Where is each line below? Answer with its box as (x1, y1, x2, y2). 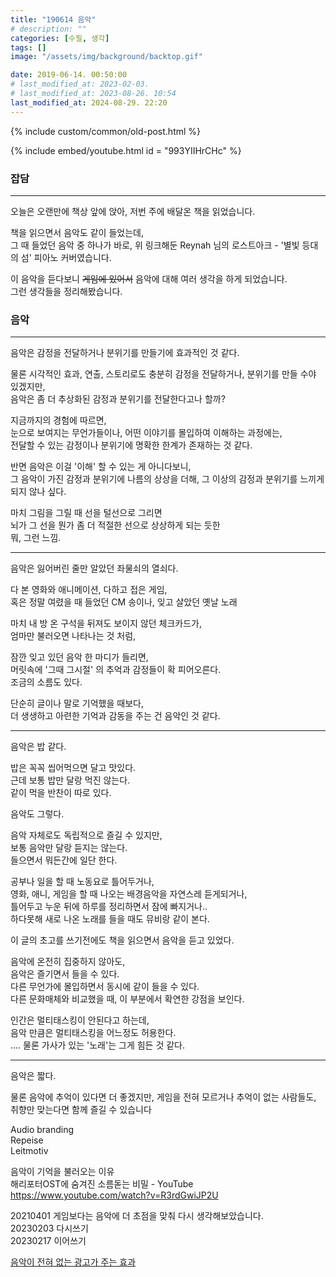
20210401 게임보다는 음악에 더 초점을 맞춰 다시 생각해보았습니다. (10, 1210, 264, 1222)
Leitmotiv (10, 1145, 49, 1157)
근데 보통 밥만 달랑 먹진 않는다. (10, 774, 131, 786)
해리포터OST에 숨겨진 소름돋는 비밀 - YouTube (10, 1178, 194, 1190)
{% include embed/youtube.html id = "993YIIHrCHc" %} (10, 144, 242, 156)
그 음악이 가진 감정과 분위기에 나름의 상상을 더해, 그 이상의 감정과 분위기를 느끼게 (10, 473, 325, 485)
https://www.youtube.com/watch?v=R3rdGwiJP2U (10, 1189, 219, 1201)
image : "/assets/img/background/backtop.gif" (10, 52, 203, 62)
